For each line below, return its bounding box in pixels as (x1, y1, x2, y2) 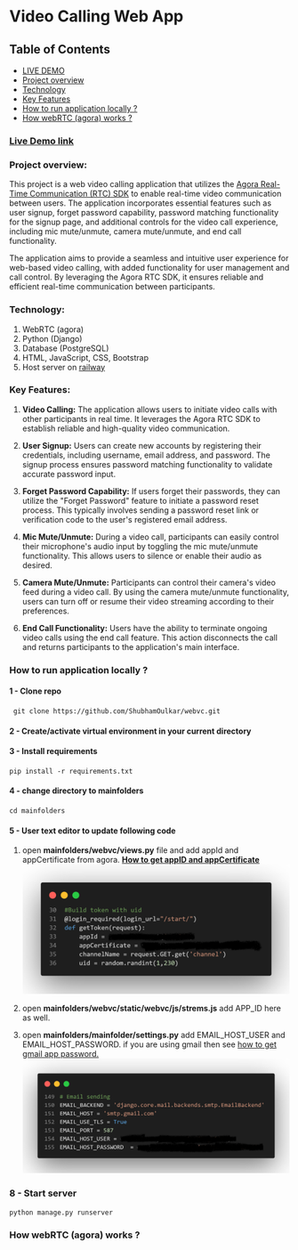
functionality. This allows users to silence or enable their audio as (21, 550, 262, 561)
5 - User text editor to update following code (9, 825, 176, 836)
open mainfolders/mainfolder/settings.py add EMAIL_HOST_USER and (21, 1029, 286, 1040)
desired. (21, 559, 53, 571)
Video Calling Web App (9, 6, 184, 27)
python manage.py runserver (9, 1208, 114, 1217)
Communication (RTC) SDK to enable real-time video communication (29, 189, 282, 199)
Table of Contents (9, 42, 111, 57)
